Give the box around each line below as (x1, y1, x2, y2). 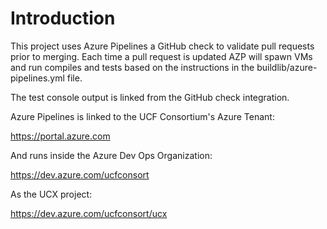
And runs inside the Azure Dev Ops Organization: (10, 149, 213, 161)
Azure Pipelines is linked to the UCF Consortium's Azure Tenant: (10, 110, 275, 122)
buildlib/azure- (256, 61, 318, 73)
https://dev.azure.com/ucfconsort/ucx (10, 207, 168, 219)
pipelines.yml (10, 72, 65, 84)
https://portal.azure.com (10, 130, 111, 142)
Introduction (10, 7, 116, 30)
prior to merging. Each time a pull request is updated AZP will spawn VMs (10, 50, 313, 62)
